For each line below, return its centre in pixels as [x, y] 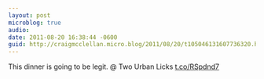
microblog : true [35, 23]
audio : [19, 30]
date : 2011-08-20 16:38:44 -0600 [63, 37]
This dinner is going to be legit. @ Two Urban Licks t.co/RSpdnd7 [114, 66]
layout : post [29, 15]
